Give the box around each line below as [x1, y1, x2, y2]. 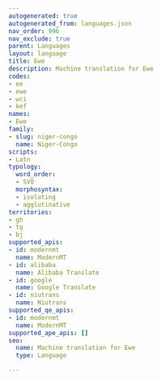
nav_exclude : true [8, 34, 70, 43]
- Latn [8, 155, 31, 163]
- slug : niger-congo [8, 132, 79, 140]
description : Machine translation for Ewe [8, 65, 154, 73]
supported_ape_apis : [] [8, 329, 89, 337]
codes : [8, 72, 31, 80]
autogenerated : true [8, 11, 79, 20]
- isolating [15, 192, 57, 201]
